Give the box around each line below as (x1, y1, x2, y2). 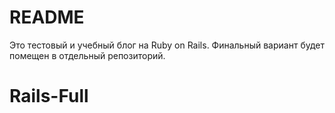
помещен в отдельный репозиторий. (9, 49, 166, 61)
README (9, 6, 85, 29)
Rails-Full (9, 85, 89, 108)
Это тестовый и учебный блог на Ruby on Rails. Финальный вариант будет (9, 39, 325, 51)
